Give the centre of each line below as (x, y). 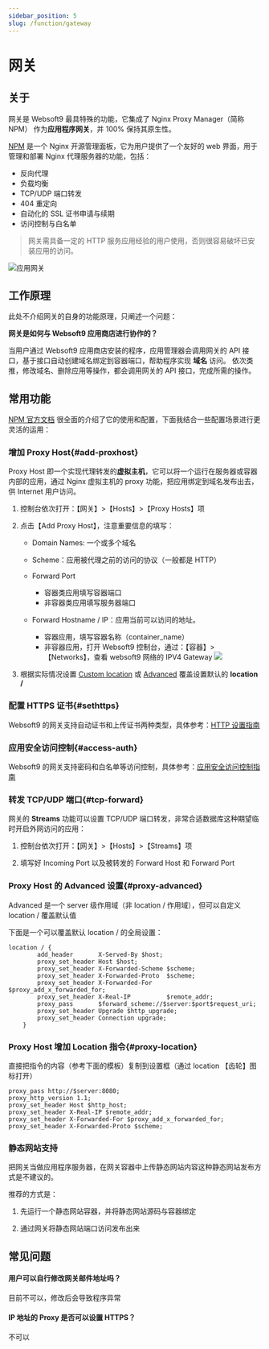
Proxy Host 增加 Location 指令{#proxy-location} (103, 1046)
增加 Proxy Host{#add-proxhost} (73, 453)
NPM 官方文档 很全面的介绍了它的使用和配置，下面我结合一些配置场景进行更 (134, 420)
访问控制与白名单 (48, 223)
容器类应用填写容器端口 (83, 593)
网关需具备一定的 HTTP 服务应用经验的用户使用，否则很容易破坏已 (138, 240)
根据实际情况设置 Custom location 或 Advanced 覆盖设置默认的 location (139, 674)
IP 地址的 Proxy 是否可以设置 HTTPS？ (72, 1318)
